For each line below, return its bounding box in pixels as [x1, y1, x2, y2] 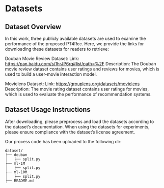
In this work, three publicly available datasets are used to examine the [5, 35, 146, 41]
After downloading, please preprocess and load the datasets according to [5, 119, 154, 125]
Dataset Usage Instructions [5, 105, 91, 114]
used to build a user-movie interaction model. [5, 71, 97, 77]
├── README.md [5, 178, 34, 183]
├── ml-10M [5, 169, 27, 175]
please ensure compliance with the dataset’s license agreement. [5, 129, 135, 135]
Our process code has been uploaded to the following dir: [5, 138, 122, 144]
